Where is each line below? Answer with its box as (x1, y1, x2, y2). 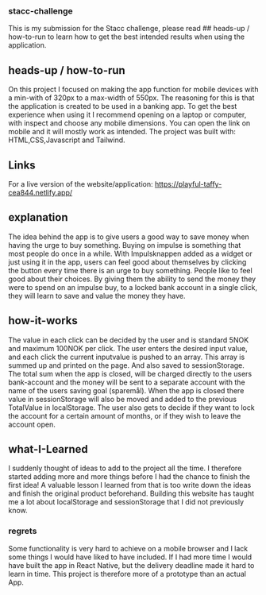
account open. (8, 419, 56, 429)
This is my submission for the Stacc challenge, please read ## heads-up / (8, 24, 250, 33)
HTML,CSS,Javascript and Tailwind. (8, 135, 125, 145)
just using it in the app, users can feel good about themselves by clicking (8, 257, 247, 267)
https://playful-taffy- (154, 179, 222, 188)
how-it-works (8, 314, 78, 327)
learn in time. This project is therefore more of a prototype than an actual (8, 569, 246, 578)
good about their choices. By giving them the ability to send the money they (8, 274, 256, 284)
